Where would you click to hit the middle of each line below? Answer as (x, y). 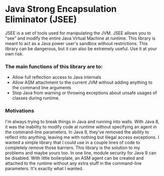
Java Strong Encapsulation (61, 9)
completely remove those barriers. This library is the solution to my (73, 148)
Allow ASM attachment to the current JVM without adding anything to (82, 82)
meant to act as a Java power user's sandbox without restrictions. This (76, 43)
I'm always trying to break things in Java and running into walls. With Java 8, (82, 122)
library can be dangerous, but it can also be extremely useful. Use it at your (81, 49)
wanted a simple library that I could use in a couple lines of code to (73, 142)
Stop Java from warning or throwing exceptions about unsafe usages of (85, 93)
